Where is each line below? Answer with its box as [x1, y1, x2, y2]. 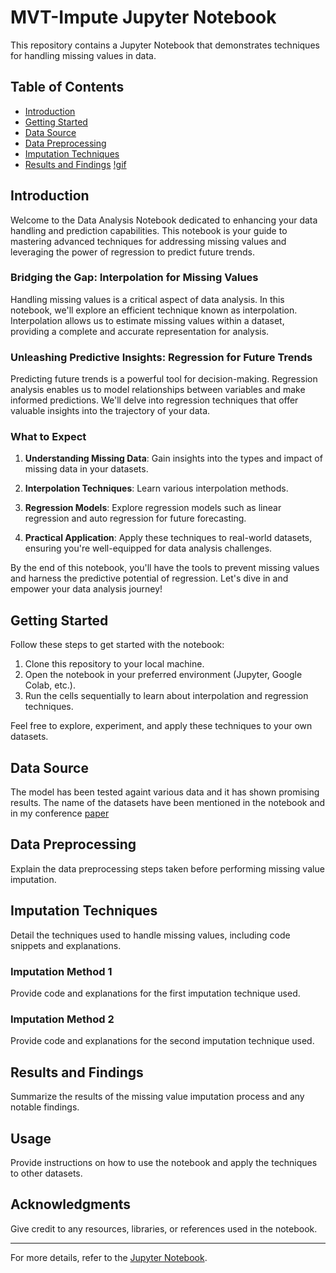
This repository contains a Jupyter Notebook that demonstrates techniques [10, 39, 320, 51]
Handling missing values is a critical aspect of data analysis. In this [10, 293, 285, 305]
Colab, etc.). [24, 679, 76, 691]
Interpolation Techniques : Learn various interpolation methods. [24, 482, 289, 495]
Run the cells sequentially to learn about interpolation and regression [24, 690, 309, 702]
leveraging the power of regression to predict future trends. [10, 246, 255, 258]
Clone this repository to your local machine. [24, 658, 205, 670]
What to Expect [10, 430, 87, 444]
